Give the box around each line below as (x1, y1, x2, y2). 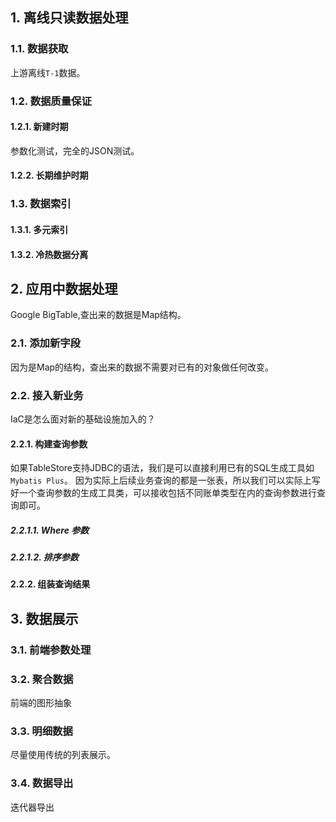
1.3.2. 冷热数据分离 (10, 248, 89, 260)
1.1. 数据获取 (10, 42, 69, 56)
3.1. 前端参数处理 (10, 643, 92, 657)
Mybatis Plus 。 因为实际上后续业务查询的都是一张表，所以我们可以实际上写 (10, 474, 321, 487)
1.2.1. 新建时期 (10, 121, 69, 133)
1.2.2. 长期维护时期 (10, 169, 89, 182)
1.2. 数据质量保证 (10, 94, 92, 108)
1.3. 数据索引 (10, 197, 72, 211)
